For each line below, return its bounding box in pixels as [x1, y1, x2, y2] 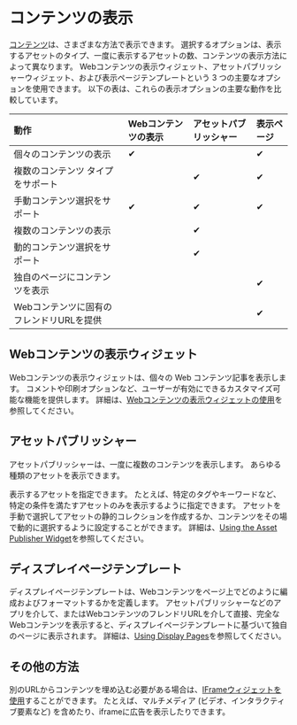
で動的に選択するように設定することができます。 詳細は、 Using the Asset [9, 521, 278, 532]
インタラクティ [231, 696, 286, 706]
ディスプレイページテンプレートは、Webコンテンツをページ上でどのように [9, 586, 280, 598]
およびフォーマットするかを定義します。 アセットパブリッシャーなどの [16, 598, 274, 608]
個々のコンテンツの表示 [13, 148, 112, 160]
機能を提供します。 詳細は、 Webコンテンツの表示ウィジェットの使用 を [24, 394, 283, 405]
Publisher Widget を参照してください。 [9, 533, 148, 544]
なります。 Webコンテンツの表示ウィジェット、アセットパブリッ [39, 61, 274, 72]
